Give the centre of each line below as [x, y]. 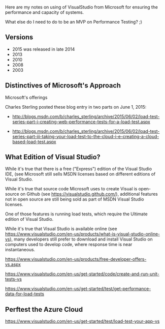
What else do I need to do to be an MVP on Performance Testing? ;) [74, 22]
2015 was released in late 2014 [44, 49]
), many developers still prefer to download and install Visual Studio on [81, 239]
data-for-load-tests [25, 294]
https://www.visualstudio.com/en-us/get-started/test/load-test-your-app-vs [82, 321]
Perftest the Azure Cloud [44, 309]
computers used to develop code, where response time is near [69, 244]
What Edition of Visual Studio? [53, 157]
